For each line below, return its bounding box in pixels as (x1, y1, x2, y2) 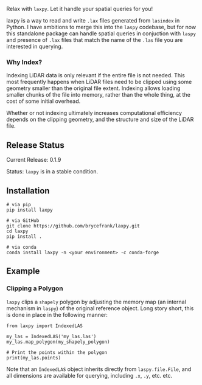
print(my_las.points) (6, 355, 61, 361)
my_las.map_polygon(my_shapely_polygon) (6, 339, 111, 345)
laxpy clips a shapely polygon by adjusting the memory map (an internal (6, 298, 187, 305)
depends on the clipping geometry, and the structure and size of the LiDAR (6, 116, 194, 123)
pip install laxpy (6, 207, 53, 213)
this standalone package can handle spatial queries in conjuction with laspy (6, 30, 197, 37)
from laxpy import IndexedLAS (6, 322, 83, 329)
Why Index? (6, 58, 43, 66)
